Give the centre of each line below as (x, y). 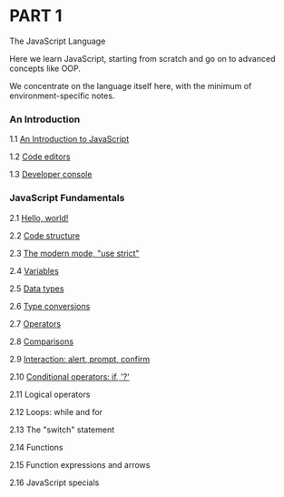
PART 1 (36, 16)
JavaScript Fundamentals (67, 198)
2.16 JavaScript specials (54, 482)
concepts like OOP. (45, 68)
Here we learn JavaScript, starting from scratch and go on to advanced (142, 58)
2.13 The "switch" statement (62, 430)
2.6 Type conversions (50, 306)
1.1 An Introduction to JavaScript (69, 139)
